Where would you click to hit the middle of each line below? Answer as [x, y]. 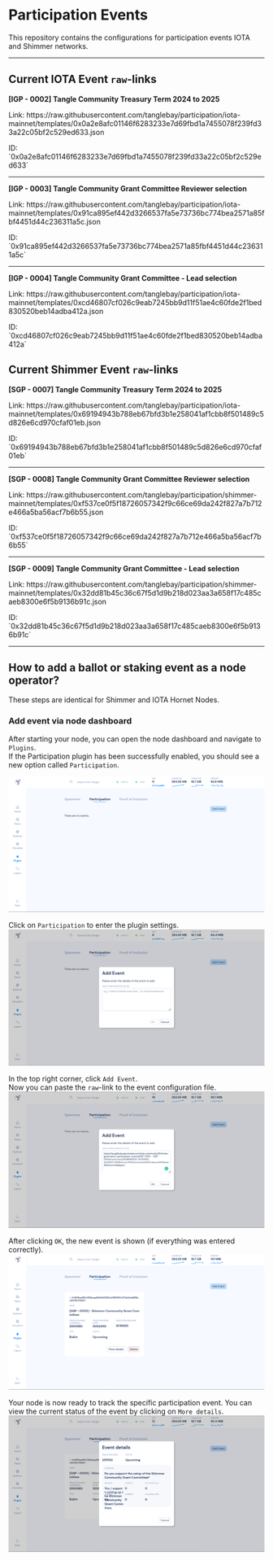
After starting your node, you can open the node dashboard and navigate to [135, 739]
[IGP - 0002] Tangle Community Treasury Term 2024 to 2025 [114, 98]
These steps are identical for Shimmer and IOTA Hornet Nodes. [114, 700]
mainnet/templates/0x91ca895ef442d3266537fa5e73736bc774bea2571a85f [136, 212]
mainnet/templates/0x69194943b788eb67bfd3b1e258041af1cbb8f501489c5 [136, 413]
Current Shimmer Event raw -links [93, 370]
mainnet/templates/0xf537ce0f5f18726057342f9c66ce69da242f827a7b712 [135, 503]
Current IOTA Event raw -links [82, 79]
